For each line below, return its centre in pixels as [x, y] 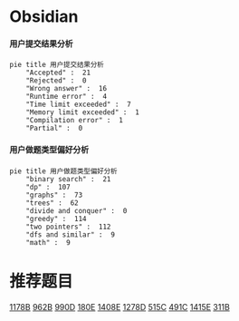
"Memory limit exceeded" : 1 [83, 112]
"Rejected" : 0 [57, 81]
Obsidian [44, 17]
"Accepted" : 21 [58, 73]
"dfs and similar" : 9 [71, 234]
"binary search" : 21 [68, 179]
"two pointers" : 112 [68, 227]
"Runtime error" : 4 [66, 97]
